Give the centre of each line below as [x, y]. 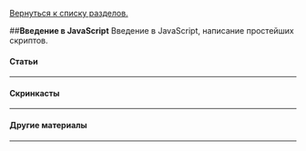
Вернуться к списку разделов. [69, 13]
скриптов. [29, 40]
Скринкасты [35, 93]
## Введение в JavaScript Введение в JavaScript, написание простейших [152, 30]
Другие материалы [49, 125]
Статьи [24, 61]
